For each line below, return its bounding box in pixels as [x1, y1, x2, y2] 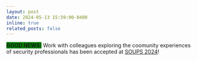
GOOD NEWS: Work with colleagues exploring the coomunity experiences [6, 42, 191, 49]
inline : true [6, 20, 39, 26]
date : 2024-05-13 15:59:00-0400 [6, 14, 88, 20]
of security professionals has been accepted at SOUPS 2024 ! [6, 48, 160, 56]
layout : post [6, 8, 39, 15]
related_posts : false [6, 25, 61, 32]
